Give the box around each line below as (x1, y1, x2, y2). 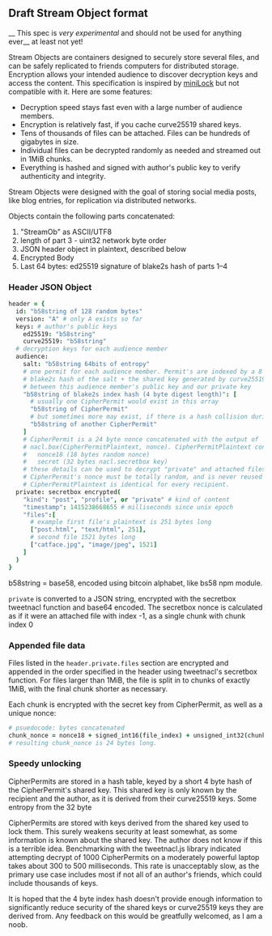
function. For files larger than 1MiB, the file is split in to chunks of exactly (8, 675, 251, 685)
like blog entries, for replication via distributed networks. (8, 195, 197, 205)
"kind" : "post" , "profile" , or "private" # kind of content (23, 496, 230, 504)
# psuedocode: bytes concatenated (8, 724, 125, 732)
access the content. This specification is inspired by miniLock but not (8, 78, 240, 87)
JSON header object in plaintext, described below (19, 244, 187, 253)
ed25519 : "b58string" (23, 330, 96, 338)
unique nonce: (8, 708, 57, 717)
